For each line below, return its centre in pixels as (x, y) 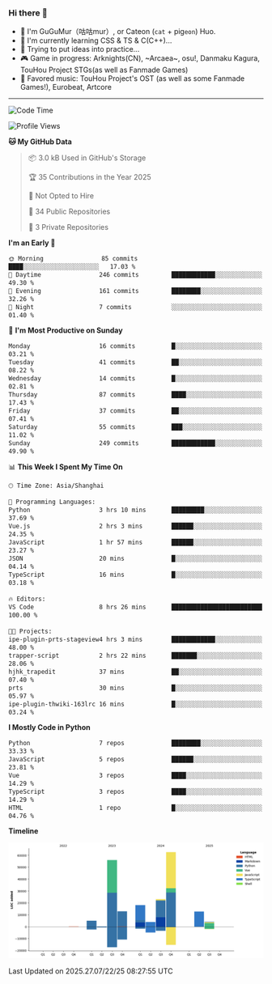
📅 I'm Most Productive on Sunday (66, 330)
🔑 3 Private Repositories (68, 227)
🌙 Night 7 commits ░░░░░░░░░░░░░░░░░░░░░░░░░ (136, 307)
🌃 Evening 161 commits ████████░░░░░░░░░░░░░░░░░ (136, 291)
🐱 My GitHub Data (40, 142)
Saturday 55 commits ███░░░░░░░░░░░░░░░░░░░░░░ (136, 427)
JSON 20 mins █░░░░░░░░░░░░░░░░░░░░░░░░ (136, 559)
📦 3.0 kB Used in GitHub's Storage (87, 158)
